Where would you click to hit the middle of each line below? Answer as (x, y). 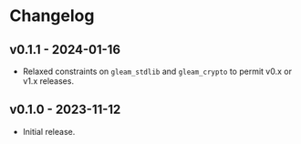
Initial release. (49, 131)
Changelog (52, 16)
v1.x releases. (48, 81)
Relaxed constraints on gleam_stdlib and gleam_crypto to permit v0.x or (157, 71)
